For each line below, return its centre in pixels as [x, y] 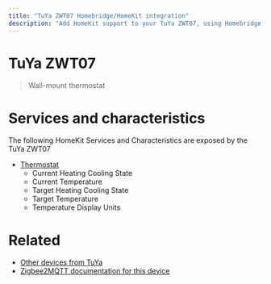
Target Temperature [65, 199]
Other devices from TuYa [61, 262]
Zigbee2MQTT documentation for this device [95, 271]
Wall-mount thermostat [67, 86]
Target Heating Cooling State [80, 190]
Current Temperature [67, 182]
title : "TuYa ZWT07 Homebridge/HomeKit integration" [99, 16]
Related [34, 240]
